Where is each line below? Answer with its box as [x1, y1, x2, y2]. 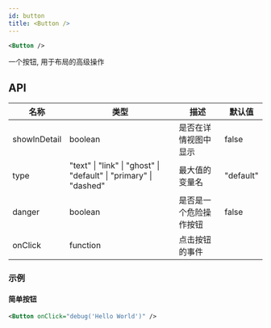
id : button [8, 11, 45, 20]
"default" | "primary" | [69, 170, 152, 182]
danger [12, 207, 40, 218]
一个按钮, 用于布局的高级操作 [8, 57, 105, 67]
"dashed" [69, 180, 106, 191]
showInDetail [12, 134, 62, 145]
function [69, 240, 102, 251]
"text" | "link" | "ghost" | [69, 160, 160, 171]
